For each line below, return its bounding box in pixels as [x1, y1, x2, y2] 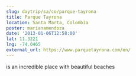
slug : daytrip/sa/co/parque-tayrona [6, 8, 96, 15]
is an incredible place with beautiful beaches [6, 63, 115, 70]
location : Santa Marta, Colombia [6, 19, 89, 25]
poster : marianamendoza [6, 25, 65, 31]
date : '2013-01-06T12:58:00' [6, 31, 78, 37]
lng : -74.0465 [6, 42, 41, 48]
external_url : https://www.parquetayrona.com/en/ [6, 47, 131, 53]
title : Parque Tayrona [6, 14, 62, 20]
